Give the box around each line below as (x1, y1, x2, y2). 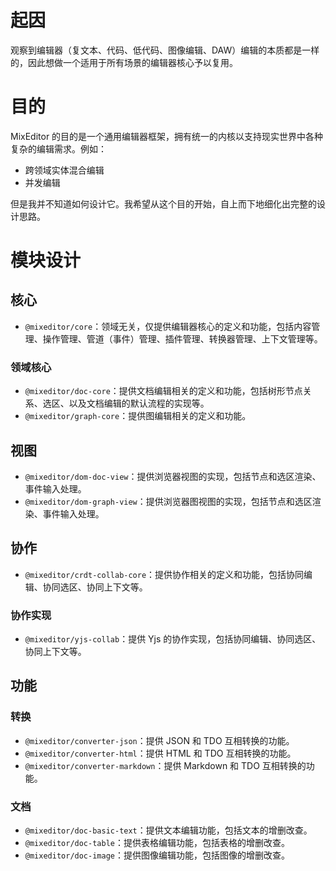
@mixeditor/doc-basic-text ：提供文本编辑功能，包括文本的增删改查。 (24, 824, 313, 836)
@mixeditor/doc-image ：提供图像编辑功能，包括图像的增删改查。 (24, 849, 290, 861)
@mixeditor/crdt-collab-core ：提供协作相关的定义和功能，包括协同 (24, 568, 305, 580)
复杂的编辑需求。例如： (10, 142, 107, 155)
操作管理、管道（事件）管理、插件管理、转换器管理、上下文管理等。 (42, 332, 323, 345)
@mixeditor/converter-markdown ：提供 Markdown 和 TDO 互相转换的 (24, 759, 307, 771)
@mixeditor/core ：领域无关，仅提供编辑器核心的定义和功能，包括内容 (24, 320, 312, 332)
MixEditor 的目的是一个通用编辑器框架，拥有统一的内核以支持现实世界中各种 (10, 130, 324, 142)
